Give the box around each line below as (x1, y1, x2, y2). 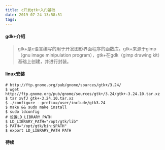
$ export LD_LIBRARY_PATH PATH (5, 128, 72, 133)
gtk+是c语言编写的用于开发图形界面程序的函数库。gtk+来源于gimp (17, 45, 156, 51)
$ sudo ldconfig (5, 109, 40, 114)
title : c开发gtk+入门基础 (5, 7, 56, 13)
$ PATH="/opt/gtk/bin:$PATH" (5, 123, 67, 129)
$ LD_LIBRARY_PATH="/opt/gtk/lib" (5, 119, 79, 124)
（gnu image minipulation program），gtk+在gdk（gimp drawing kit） (17, 52, 162, 58)
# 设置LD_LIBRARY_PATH (5, 114, 52, 119)
